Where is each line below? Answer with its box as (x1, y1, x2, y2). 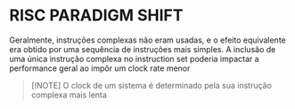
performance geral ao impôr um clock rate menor (9, 63, 191, 74)
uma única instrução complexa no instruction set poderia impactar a (9, 53, 260, 64)
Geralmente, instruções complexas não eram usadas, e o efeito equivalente (9, 35, 287, 45)
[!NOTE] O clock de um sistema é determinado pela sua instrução (30, 80, 272, 90)
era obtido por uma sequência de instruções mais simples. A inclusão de (9, 43, 276, 54)
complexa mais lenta (30, 90, 107, 100)
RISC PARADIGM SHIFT (9, 5, 184, 26)
